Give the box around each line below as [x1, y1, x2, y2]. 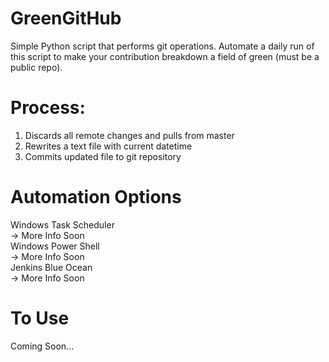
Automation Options [10, 186, 182, 209]
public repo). [10, 61, 63, 73]
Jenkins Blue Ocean [10, 261, 93, 273]
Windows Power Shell [10, 240, 100, 252]
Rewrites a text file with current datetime [24, 140, 193, 152]
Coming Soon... [10, 340, 75, 352]
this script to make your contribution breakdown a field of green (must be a [10, 50, 320, 62]
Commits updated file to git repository [24, 150, 182, 162]
